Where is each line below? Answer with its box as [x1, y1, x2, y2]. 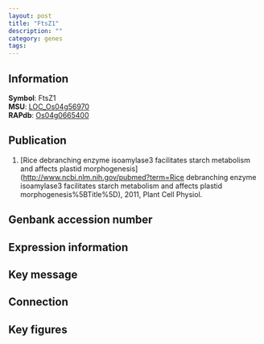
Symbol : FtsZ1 [8, 93, 56, 103]
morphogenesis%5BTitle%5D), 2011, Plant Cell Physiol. [19, 189, 203, 199]
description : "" [8, 27, 63, 35]
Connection [8, 296, 68, 309]
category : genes [8, 34, 63, 43]
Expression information [8, 240, 129, 254]
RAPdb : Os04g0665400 [8, 110, 90, 120]
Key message [8, 267, 78, 281]
